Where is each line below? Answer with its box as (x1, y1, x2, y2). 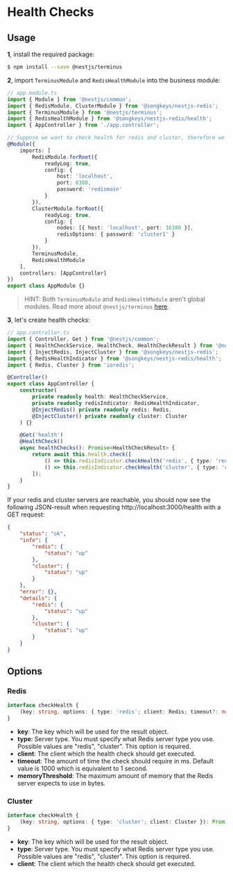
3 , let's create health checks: (7, 316, 90, 324)
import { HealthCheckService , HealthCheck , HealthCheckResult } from (7, 342, 213, 349)
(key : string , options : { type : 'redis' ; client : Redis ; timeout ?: (19, 709, 218, 716)
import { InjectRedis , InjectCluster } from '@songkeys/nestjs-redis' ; (7, 348, 218, 356)
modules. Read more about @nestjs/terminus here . (24, 302, 170, 311)
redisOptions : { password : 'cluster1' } (56, 231, 175, 238)
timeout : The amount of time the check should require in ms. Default (17, 757, 214, 765)
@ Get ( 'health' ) (19, 431, 64, 439)
